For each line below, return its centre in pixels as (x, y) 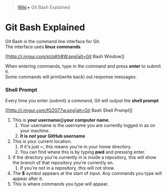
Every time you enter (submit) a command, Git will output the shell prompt (82, 101)
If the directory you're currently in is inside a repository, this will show (84, 157)
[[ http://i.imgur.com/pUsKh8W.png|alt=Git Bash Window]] (65, 56)
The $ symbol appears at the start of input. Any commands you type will (87, 173)
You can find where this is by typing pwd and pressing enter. (83, 152)
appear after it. (28, 179)
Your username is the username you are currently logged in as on (88, 125)
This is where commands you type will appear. (60, 184)
